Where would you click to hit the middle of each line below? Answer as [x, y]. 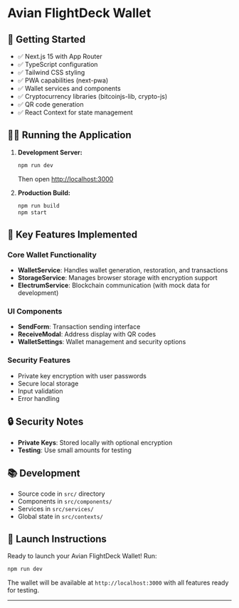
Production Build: [44, 193]
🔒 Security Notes [46, 422]
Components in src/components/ [65, 501]
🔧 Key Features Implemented [72, 234]
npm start [32, 212]
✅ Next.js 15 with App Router [60, 56]
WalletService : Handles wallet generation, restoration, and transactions [123, 270]
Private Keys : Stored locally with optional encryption [95, 442]
